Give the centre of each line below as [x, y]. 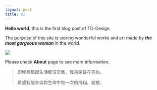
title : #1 [15, 14]
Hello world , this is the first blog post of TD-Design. [58, 28]
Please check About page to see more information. [57, 61]
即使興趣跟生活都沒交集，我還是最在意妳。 [61, 72]
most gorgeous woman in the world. [43, 43]
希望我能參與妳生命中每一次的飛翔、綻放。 [61, 82]
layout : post [19, 10]
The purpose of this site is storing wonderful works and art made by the [78, 38]
